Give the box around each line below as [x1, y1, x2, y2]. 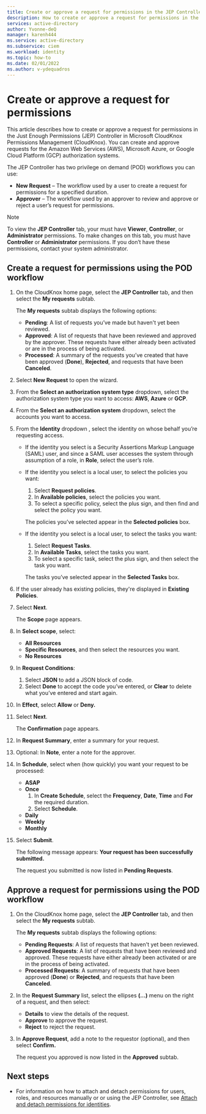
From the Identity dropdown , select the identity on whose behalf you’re [15, 425, 197, 432]
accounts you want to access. [15, 413, 92, 421]
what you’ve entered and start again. [24, 690, 118, 697]
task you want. [34, 562, 72, 569]
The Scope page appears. [15, 616, 82, 623]
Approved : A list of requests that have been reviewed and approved [24, 332, 196, 339]
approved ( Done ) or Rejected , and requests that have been [24, 973, 175, 980]
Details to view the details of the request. [24, 1010, 130, 1017]
